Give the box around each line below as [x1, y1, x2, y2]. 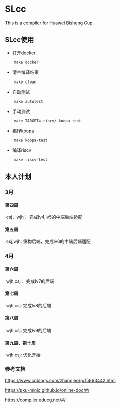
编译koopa [12, 128, 34, 134]
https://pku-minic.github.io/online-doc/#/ [5, 387, 90, 393]
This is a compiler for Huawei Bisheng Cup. [5, 20, 94, 26]
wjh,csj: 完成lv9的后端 [6, 328, 51, 333]
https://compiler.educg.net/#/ [5, 397, 66, 403]
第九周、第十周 [5, 340, 36, 346]
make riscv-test [14, 157, 48, 162]
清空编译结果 [12, 69, 39, 75]
